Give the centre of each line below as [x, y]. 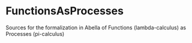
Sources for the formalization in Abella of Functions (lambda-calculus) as [96, 27]
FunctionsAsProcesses [65, 11]
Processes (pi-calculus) [35, 33]
